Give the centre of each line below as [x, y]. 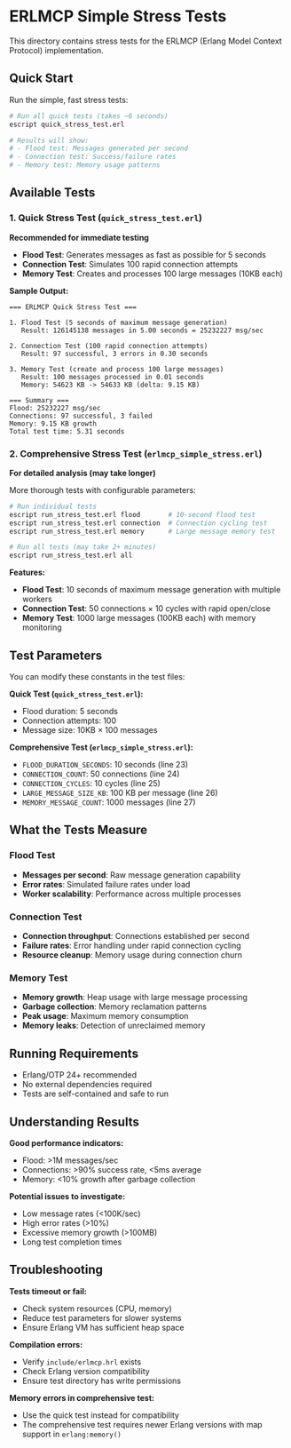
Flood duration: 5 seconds [70, 712]
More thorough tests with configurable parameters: [103, 489]
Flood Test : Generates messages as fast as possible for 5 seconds [144, 254]
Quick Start [41, 79]
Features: [28, 573]
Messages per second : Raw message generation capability [131, 875]
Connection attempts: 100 [69, 720]
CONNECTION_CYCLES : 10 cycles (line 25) [91, 784]
